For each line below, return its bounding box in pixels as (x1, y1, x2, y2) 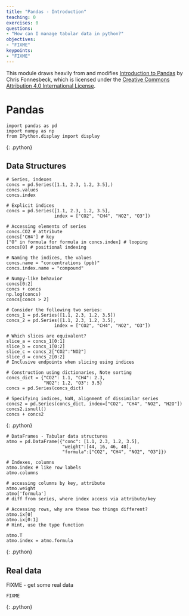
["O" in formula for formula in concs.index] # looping (6, 239, 148, 245)
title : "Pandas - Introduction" (6, 8, 86, 15)
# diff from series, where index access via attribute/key (6, 496, 156, 502)
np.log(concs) (6, 292, 42, 298)
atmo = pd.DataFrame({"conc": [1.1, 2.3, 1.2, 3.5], (6, 439, 140, 445)
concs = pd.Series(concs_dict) (6, 385, 84, 391)
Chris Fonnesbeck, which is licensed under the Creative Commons (6, 76, 170, 83)
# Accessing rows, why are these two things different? (6, 506, 148, 513)
